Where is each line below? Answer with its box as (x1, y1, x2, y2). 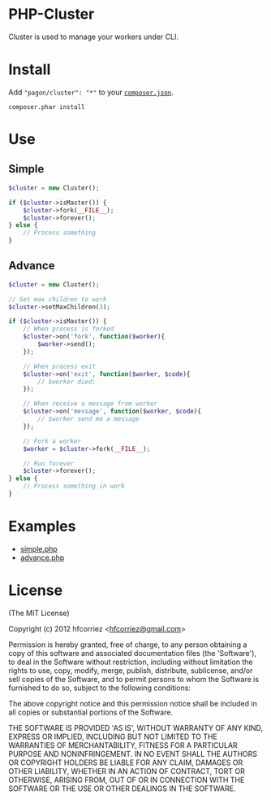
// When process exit (23, 362, 96, 370)
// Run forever (23, 459, 75, 468)
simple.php (19, 544, 58, 553)
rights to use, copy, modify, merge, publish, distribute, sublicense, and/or (8, 665, 253, 675)
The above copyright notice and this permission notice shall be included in (8, 698, 257, 708)
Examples (8, 518, 76, 536)
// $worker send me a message (37, 415, 140, 423)
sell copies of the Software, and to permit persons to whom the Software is (8, 674, 260, 684)
